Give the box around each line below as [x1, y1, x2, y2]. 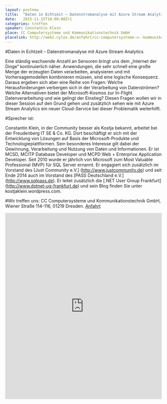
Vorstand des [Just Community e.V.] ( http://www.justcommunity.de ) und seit [5, 167, 162, 173]
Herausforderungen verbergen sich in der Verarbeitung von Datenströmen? [5, 84, 160, 90]
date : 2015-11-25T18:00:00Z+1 [5, 16, 72, 21]
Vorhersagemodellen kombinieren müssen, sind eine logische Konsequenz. [5, 74, 160, 80]
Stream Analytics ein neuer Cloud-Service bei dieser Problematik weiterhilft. [5, 105, 162, 112]
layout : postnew [5, 7, 39, 12]
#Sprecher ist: [5, 115, 34, 121]
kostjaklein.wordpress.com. [5, 188, 62, 194]
